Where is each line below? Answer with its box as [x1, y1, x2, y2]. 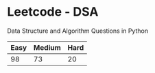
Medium [33, 42, 62, 52]
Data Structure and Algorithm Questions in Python [7, 27, 149, 35]
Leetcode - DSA [7, 4, 99, 20]
